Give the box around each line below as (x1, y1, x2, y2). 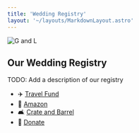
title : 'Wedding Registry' (7, 10, 87, 18)
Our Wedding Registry (7, 57, 107, 69)
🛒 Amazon (17, 100, 48, 108)
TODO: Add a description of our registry (7, 76, 123, 84)
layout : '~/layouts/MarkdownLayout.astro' (7, 17, 134, 24)
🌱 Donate (17, 118, 45, 127)
